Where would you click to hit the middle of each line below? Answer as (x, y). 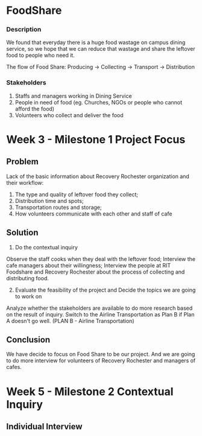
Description (24, 30)
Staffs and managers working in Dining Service (73, 96)
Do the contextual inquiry (46, 247)
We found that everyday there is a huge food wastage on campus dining (96, 42)
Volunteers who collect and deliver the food (69, 115)
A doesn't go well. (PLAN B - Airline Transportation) (70, 321)
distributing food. (28, 278)
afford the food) (35, 109)
